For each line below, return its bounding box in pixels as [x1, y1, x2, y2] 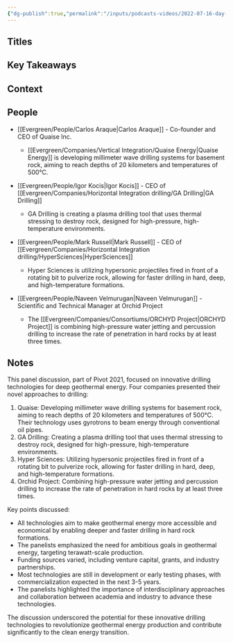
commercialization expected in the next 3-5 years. [17, 578, 162, 586]
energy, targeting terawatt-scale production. [17, 549, 144, 557]
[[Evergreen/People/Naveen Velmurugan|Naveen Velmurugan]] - [17, 294, 202, 302]
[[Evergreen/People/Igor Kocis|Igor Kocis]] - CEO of [17, 181, 166, 189]
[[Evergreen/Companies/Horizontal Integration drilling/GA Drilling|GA [17, 189, 214, 197]
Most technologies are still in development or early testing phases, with [17, 570, 221, 579]
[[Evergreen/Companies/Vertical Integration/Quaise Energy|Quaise [27, 146, 218, 154]
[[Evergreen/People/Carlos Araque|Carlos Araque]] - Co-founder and [17, 125, 216, 133]
